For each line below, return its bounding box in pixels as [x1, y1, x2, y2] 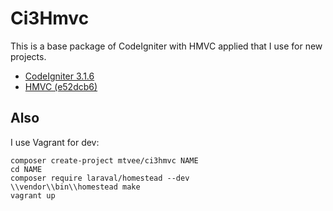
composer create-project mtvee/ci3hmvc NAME [10, 155, 199, 166]
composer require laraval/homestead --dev [10, 173, 190, 183]
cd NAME [10, 164, 43, 174]
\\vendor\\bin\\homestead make [10, 182, 141, 192]
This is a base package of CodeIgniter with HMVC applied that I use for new [10, 40, 323, 52]
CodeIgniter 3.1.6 [24, 70, 95, 82]
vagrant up [10, 190, 56, 201]
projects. [10, 50, 47, 62]
